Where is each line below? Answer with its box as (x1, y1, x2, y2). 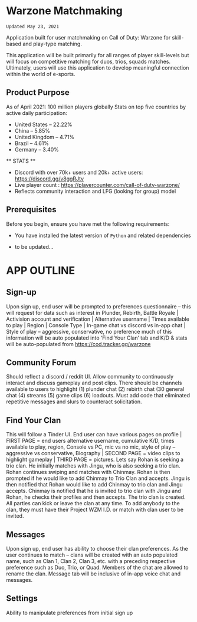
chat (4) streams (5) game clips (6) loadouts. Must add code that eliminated (6, 392, 191, 399)
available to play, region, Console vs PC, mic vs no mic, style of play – (6, 443, 176, 450)
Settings (6, 594, 38, 604)
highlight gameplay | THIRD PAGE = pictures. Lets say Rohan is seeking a (6, 456, 184, 463)
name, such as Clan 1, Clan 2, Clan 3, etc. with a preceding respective (6, 558, 176, 564)
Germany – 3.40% (14, 146, 59, 153)
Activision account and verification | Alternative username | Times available (6, 315, 190, 322)
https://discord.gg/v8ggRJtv (14, 175, 84, 182)
